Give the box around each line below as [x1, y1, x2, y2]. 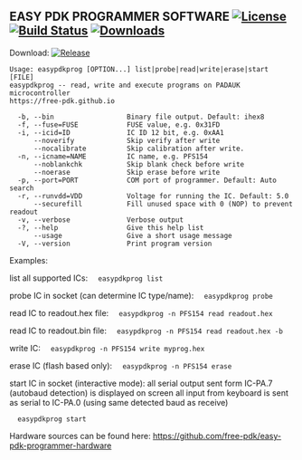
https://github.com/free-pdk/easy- [152, 430, 282, 441]
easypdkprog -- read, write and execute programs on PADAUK [9, 81, 241, 90]
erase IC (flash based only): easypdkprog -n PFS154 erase [9, 359, 232, 371]
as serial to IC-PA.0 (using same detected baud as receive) [9, 397, 229, 407]
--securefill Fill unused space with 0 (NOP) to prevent [33, 199, 294, 208]
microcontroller [9, 88, 71, 98]
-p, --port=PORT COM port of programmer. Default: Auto [17, 176, 278, 185]
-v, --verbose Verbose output [17, 215, 184, 225]
